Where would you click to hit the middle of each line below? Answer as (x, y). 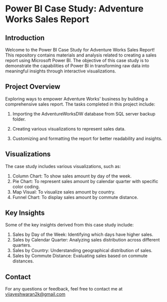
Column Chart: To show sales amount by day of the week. (72, 176)
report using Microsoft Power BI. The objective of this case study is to (77, 60)
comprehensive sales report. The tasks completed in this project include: (80, 104)
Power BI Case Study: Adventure (74, 9)
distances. (23, 261)
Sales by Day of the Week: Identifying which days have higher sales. (83, 234)
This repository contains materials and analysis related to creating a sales (81, 55)
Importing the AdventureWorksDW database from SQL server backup (84, 113)
